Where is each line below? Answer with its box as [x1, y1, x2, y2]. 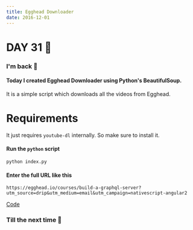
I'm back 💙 [6, 62, 38, 70]
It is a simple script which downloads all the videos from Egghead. [6, 90, 171, 97]
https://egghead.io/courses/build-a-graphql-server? [6, 185, 142, 191]
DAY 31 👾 [6, 40, 52, 54]
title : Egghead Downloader [6, 8, 74, 15]
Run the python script [6, 145, 60, 153]
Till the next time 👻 [6, 216, 62, 224]
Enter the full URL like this [6, 171, 72, 179]
